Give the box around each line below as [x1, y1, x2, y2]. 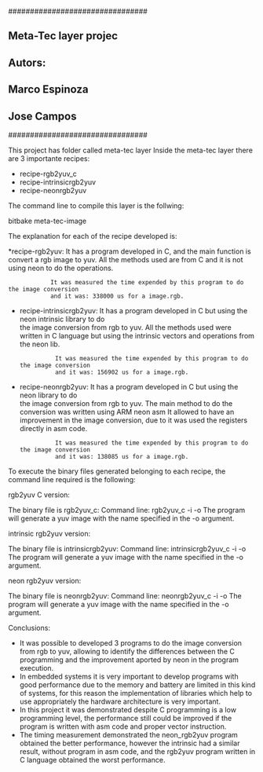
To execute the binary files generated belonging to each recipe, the [8, 466, 226, 476]
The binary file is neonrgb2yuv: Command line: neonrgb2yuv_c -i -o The [8, 591, 242, 600]
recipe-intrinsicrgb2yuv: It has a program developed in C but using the [19, 306, 248, 315]
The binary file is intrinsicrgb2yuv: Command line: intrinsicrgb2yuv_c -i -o [8, 543, 247, 553]
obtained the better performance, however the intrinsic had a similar [19, 738, 240, 748]
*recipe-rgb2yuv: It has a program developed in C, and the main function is [8, 247, 251, 256]
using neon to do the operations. [8, 263, 114, 273]
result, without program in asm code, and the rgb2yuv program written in [19, 746, 256, 756]
